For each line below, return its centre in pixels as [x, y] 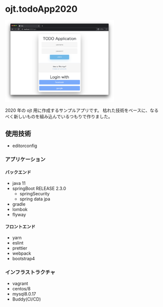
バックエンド [18, 172]
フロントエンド [20, 226]
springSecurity [35, 194]
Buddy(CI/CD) [26, 299]
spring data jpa [35, 199]
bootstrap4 [24, 259]
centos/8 [21, 288]
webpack [21, 253]
